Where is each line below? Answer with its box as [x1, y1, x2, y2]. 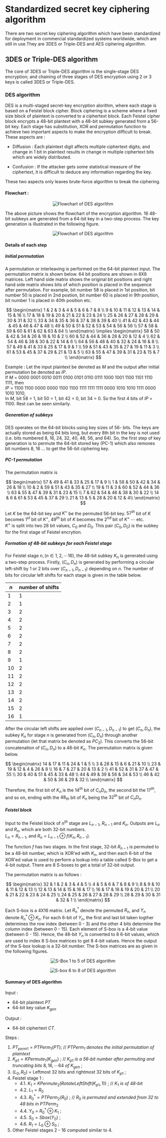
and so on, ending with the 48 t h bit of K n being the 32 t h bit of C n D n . [5, 793, 142, 801]
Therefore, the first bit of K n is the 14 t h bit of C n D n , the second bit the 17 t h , [5, 786, 156, 794]
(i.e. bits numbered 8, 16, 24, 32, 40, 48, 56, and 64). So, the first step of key [5, 435, 161, 441]
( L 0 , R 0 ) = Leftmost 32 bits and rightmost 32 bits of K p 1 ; [12, 1069, 126, 1076]
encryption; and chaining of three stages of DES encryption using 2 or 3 [5, 73, 152, 80]
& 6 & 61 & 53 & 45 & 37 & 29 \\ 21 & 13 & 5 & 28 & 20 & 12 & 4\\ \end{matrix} [5, 495, 161, 500]
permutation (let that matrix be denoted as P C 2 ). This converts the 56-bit [5, 739, 154, 745]
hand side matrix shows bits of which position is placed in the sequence [5, 281, 152, 288]
